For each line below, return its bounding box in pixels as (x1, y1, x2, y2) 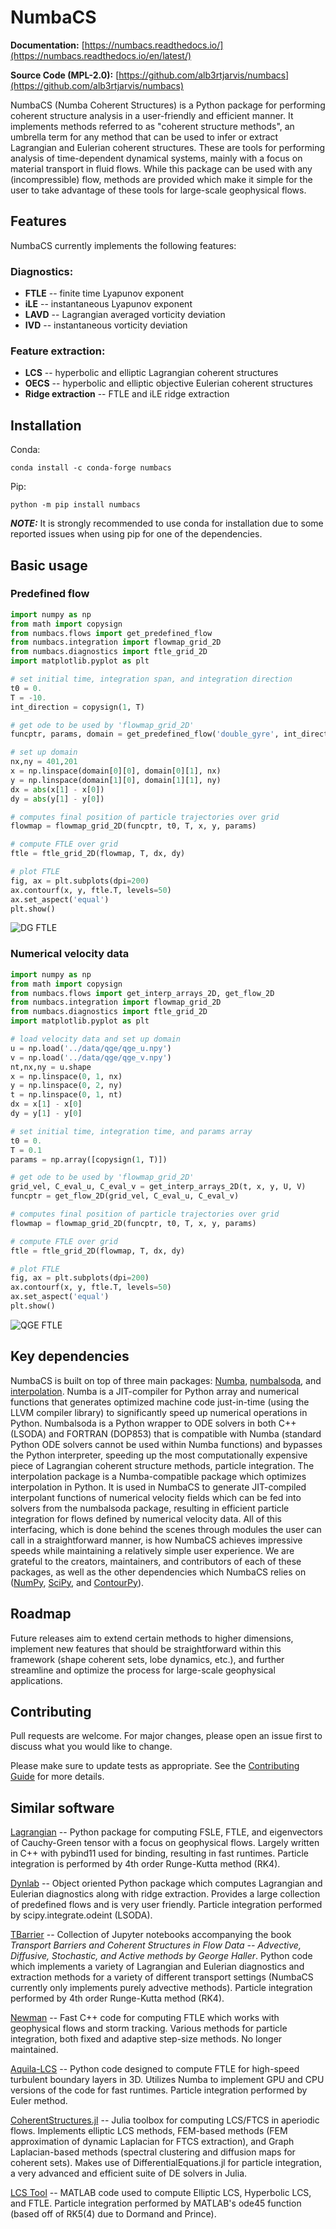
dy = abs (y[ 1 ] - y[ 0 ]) (10, 794, 105, 804)
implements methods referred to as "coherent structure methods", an (10, 120, 295, 132)
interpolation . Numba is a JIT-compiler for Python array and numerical (10, 1385, 300, 1397)
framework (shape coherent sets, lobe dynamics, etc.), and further (10, 1653, 285, 1665)
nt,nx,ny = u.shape (10, 1062, 92, 1072)
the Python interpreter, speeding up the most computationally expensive (10, 1449, 308, 1461)
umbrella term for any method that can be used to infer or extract (10, 131, 279, 143)
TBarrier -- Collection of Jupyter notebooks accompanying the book (10, 1929, 292, 1941)
